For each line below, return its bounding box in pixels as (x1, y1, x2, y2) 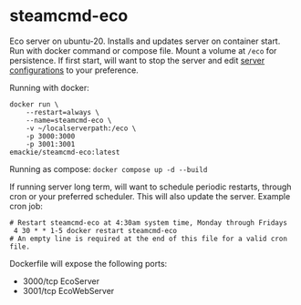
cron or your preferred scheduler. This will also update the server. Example (9, 190, 291, 201)
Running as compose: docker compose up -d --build (9, 163, 208, 174)
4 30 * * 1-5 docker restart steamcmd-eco (13, 226, 178, 235)
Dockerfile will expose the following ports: (9, 258, 168, 269)
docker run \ (9, 99, 59, 109)
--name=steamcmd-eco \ (26, 116, 112, 125)
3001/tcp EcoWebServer (22, 285, 115, 296)
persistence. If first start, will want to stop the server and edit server (9, 55, 265, 66)
